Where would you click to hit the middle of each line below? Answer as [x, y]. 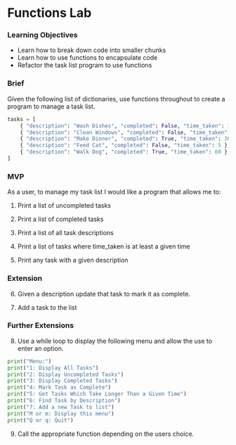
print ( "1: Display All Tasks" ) [53, 368]
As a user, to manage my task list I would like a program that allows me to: [114, 192]
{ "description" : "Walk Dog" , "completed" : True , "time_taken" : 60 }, [125, 152]
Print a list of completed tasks [60, 219]
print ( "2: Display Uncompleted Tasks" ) [66, 375]
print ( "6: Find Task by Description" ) [64, 401]
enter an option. [40, 348]
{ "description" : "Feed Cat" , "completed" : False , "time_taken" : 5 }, [125, 146]
